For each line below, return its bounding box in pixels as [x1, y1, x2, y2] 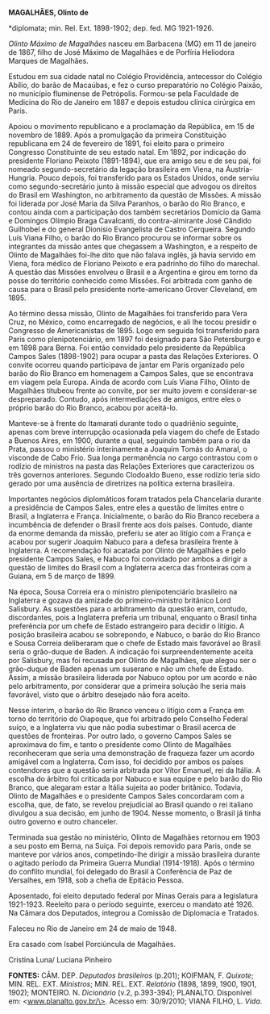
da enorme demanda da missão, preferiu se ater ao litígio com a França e [8, 528, 251, 538]
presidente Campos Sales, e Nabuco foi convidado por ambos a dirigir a [8, 554, 247, 564]
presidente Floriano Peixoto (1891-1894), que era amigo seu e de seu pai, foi [8, 156, 262, 165]
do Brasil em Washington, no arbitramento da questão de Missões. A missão [8, 190, 262, 199]
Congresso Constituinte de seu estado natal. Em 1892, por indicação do [8, 148, 247, 156]
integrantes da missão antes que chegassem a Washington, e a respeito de [8, 242, 258, 251]
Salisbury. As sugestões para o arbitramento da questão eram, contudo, [8, 604, 247, 613]
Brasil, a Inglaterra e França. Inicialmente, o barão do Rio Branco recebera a [8, 511, 260, 520]
